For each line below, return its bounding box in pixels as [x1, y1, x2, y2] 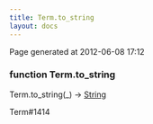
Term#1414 [9, 106, 50, 117]
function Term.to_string [9, 68, 116, 81]
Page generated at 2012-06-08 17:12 [9, 46, 146, 57]
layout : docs [9, 22, 58, 31]
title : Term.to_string [9, 13, 94, 22]
